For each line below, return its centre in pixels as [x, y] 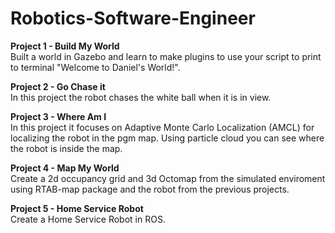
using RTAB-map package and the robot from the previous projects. [150, 189]
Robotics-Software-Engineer [133, 18]
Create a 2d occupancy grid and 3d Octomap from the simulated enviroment [168, 178]
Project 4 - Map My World [65, 168]
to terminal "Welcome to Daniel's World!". [95, 67]
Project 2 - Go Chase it [58, 86]
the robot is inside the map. [66, 148]
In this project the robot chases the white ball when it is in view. [141, 97]
